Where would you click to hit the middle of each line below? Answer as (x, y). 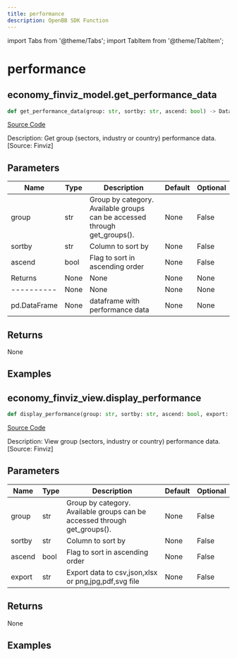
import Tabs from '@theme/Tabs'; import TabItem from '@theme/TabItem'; (116, 40)
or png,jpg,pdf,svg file (103, 581)
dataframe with (114, 301)
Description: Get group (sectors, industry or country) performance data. (112, 138)
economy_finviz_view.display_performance (104, 398)
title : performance (36, 14)
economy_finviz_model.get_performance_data (112, 95)
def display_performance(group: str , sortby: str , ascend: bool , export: (118, 414)
